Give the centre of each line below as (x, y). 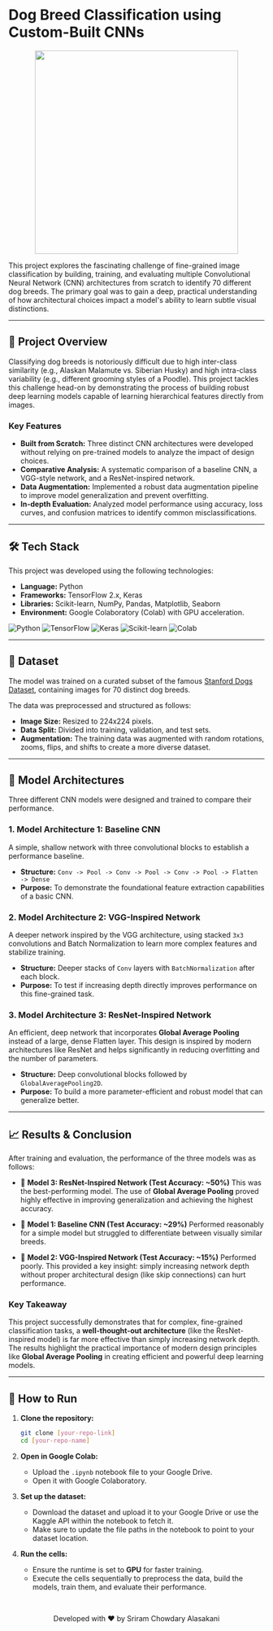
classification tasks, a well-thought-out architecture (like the (112, 1331)
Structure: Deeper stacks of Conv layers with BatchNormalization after (137, 968)
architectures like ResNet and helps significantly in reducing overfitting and (134, 1050)
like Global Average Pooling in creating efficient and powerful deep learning (136, 1357)
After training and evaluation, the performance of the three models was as (132, 1158)
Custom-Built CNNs (76, 32)
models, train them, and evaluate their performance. (119, 1587)
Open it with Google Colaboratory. (89, 1481)
